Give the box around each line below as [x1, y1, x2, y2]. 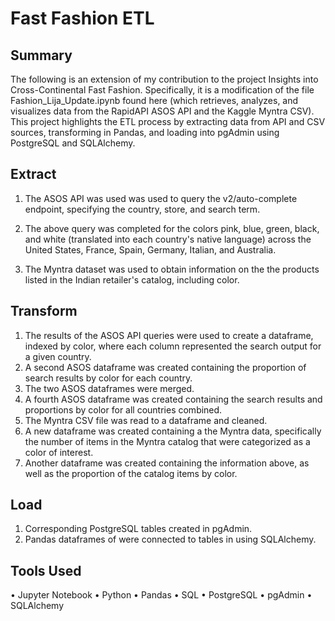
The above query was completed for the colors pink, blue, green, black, [24, 222, 320, 234]
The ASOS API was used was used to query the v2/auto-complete [24, 192, 298, 204]
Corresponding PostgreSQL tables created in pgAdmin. [24, 523, 253, 535]
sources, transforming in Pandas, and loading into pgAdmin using [10, 127, 280, 138]
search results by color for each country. [24, 372, 193, 384]
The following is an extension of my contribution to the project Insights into [10, 73, 319, 85]
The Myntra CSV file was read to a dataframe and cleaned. [24, 414, 268, 426]
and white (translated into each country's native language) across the [24, 233, 312, 245]
